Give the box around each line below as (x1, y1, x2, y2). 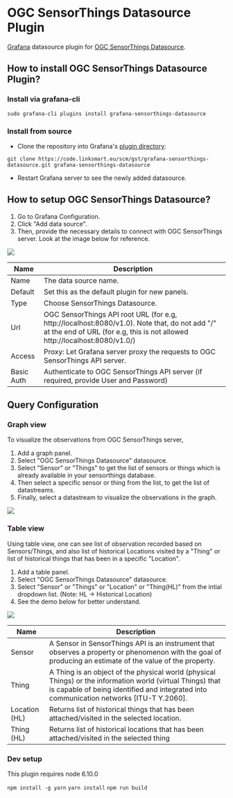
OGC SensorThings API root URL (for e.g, (44, 309, 178, 319)
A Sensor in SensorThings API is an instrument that (49, 638, 215, 648)
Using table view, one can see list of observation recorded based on (7, 540, 202, 548)
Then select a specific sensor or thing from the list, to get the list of (17, 479, 210, 487)
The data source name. (44, 276, 119, 285)
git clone (7, 155, 36, 163)
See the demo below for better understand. (17, 597, 141, 606)
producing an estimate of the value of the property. (49, 656, 216, 665)
